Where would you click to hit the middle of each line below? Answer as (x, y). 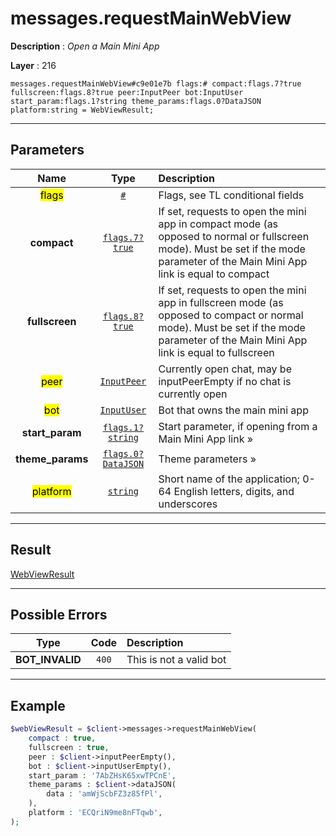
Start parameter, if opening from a (238, 426)
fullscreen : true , (69, 747)
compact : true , (62, 738)
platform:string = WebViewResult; (82, 110)
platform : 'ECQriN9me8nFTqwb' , (95, 813)
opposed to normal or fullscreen (234, 236)
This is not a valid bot (176, 660)
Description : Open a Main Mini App (85, 46)
